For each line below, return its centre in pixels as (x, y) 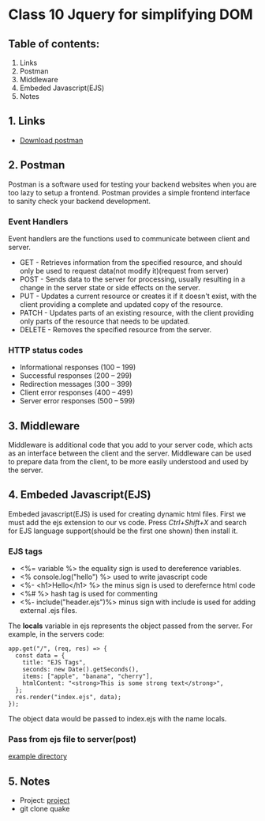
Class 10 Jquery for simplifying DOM (131, 15)
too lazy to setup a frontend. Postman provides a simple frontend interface (129, 192)
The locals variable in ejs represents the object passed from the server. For (131, 626)
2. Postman (37, 165)
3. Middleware (44, 426)
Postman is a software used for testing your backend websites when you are (132, 184)
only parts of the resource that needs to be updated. (105, 321)
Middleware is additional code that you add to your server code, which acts (131, 445)
